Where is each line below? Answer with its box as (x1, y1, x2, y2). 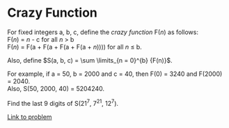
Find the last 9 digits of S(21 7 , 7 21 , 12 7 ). (7, 97, 119, 107)
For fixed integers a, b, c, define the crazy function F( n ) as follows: (7, 28, 198, 36)
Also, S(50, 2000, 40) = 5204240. (7, 84, 105, 93)
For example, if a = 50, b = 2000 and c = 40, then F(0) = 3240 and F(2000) (7, 70, 223, 78)
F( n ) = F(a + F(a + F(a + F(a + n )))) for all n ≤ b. (7, 42, 143, 51)
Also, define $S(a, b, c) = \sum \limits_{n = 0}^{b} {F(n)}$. (7, 56, 173, 64)
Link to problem (7, 113, 52, 121)
